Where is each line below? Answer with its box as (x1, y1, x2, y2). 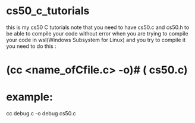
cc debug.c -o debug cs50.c (6, 110, 76, 117)
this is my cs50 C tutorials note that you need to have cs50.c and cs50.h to (6, 24, 190, 31)
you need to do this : (6, 43, 56, 50)
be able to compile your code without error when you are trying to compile (6, 30, 188, 37)
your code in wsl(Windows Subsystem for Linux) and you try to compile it (6, 36, 186, 43)
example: (6, 90, 54, 104)
